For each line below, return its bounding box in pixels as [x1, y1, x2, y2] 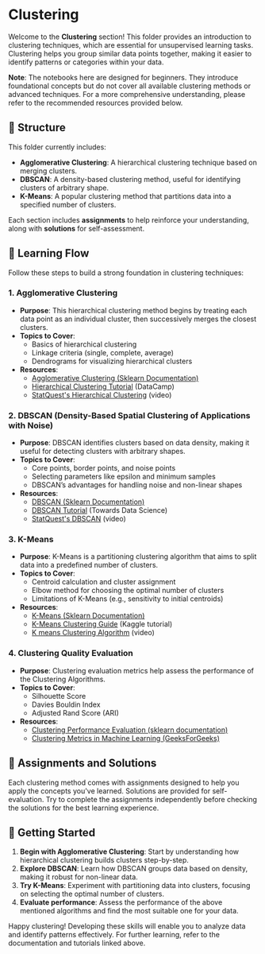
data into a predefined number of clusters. [19, 560, 159, 570]
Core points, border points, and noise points [31, 463, 176, 473]
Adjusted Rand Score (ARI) [31, 708, 119, 717]
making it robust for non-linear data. [19, 872, 139, 882]
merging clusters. [19, 165, 78, 176]
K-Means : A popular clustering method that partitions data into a [19, 191, 232, 200]
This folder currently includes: [8, 142, 107, 152]
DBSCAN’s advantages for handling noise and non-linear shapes [31, 480, 243, 490]
